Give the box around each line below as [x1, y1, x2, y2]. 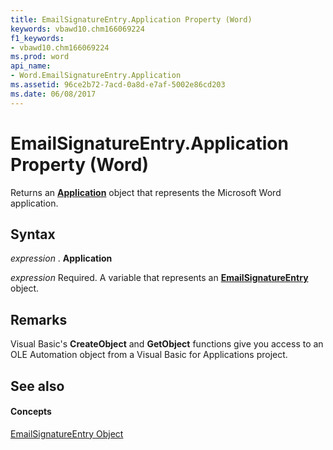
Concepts [10, 406, 52, 418]
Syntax [10, 226, 56, 243]
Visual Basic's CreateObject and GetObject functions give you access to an [10, 338, 324, 350]
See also [10, 377, 65, 395]
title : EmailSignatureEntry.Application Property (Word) [10, 14, 253, 25]
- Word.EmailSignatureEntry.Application [10, 71, 182, 81]
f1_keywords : [10, 33, 65, 43]
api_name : [10, 61, 52, 71]
